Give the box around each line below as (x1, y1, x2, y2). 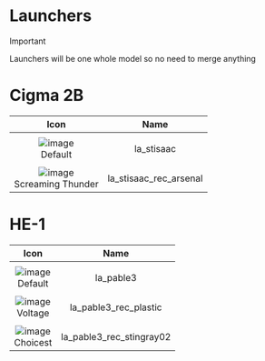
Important (9, 35, 46, 46)
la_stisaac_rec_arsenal (107, 172, 203, 185)
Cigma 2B (9, 85, 84, 105)
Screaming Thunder (14, 177, 99, 190)
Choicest (14, 336, 53, 348)
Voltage (16, 306, 50, 319)
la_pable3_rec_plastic (69, 301, 162, 314)
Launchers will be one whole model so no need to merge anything (9, 53, 257, 64)
